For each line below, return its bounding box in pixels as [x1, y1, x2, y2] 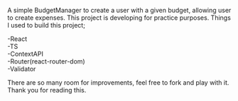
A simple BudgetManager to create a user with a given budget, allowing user [7, 6, 232, 14]
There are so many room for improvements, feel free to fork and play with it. [7, 78, 229, 87]
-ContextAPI [7, 49, 44, 58]
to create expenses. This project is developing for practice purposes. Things [7, 13, 231, 22]
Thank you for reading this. [7, 86, 87, 94]
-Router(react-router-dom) [7, 57, 85, 66]
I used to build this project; [7, 21, 85, 29]
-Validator [7, 65, 36, 73]
